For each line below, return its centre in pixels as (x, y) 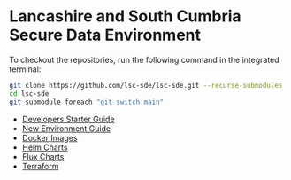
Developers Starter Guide (68, 119)
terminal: (25, 69)
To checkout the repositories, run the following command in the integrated (145, 59)
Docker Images (50, 137)
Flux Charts (43, 156)
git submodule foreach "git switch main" (87, 102)
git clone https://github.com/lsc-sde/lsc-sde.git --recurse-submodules (146, 85)
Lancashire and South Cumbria (125, 16)
